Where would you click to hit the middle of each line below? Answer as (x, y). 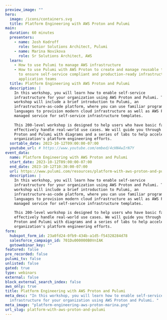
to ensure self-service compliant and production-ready (77, 74)
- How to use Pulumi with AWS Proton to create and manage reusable (86, 70)
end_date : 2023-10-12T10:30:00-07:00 (49, 167)
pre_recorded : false (27, 254)
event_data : (17, 153)
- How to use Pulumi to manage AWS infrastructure (68, 65)
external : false (22, 277)
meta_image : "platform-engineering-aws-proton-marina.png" (68, 305)
